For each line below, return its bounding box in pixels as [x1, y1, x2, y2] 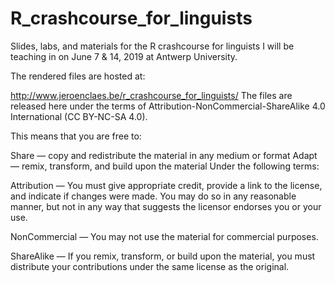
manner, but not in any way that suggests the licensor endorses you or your [10, 200, 322, 212]
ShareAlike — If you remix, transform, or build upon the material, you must [10, 250, 316, 262]
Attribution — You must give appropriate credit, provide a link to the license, [10, 179, 323, 191]
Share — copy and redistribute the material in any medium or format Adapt [10, 149, 318, 161]
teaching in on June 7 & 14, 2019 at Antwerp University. [10, 50, 238, 62]
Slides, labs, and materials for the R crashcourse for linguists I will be [10, 40, 295, 52]
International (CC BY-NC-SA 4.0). [10, 110, 148, 122]
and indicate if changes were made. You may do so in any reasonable [10, 190, 297, 202]
